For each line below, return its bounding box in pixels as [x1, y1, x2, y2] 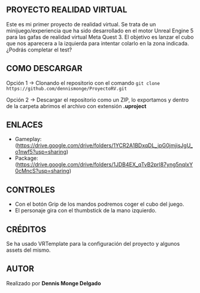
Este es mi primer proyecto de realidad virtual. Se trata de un [6, 20, 156, 28]
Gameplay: [14, 136, 42, 143]
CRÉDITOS [6, 224, 47, 234]
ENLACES [6, 120, 43, 130]
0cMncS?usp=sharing [14, 167, 70, 175]
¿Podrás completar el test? [6, 46, 72, 53]
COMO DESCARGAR [6, 63, 83, 74]
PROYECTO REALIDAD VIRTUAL [6, 5, 128, 15]
